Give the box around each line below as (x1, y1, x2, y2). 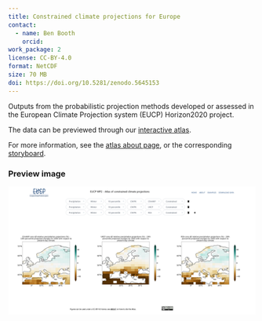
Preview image (8, 168, 66, 179)
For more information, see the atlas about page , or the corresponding (8, 140, 232, 149)
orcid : (22, 38, 44, 46)
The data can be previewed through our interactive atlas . (8, 125, 192, 134)
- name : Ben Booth (15, 29, 76, 37)
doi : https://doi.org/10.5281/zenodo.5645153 (8, 78, 159, 86)
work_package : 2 (8, 46, 61, 54)
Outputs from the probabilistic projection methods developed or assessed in (8, 101, 255, 111)
